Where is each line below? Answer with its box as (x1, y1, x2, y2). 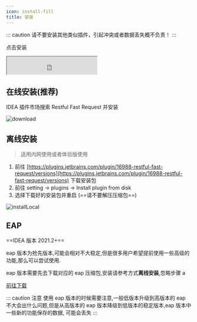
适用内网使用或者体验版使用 (20, 151, 88, 158)
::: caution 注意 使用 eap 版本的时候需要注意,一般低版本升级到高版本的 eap (6, 294, 186, 301)
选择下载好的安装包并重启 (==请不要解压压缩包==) (14, 192, 137, 199)
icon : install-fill (6, 8, 54, 15)
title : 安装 (6, 14, 34, 20)
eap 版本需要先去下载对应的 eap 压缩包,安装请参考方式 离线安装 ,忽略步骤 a (6, 269, 186, 276)
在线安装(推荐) (6, 87, 59, 97)
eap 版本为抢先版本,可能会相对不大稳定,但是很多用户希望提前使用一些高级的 (6, 249, 190, 257)
